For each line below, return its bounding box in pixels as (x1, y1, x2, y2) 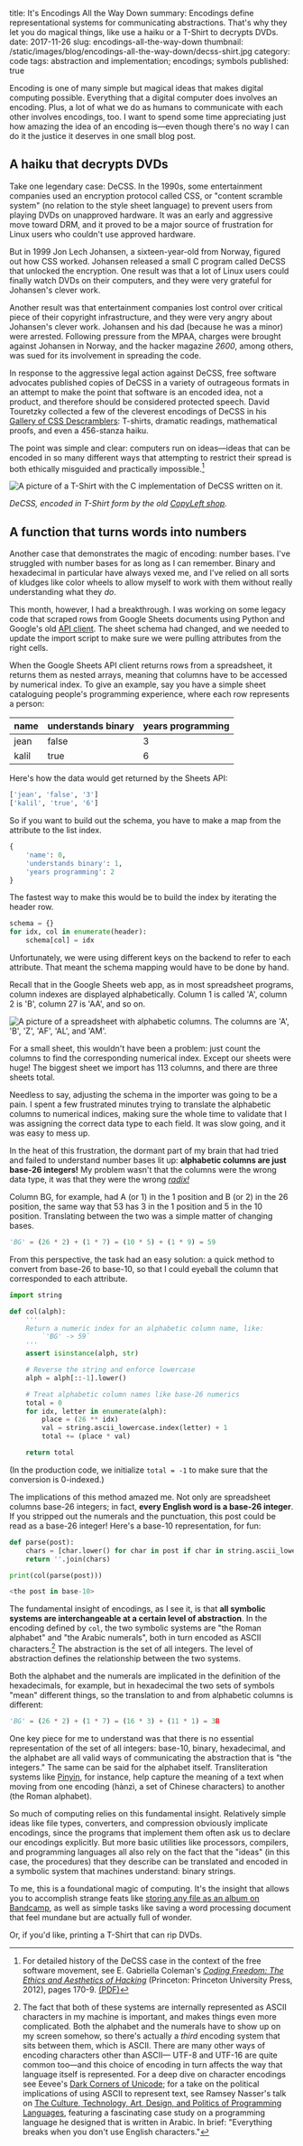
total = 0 (25, 1398, 63, 1407)
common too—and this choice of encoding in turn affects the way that (22, 2058, 283, 2070)
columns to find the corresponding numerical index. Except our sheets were (9, 1053, 291, 1064)
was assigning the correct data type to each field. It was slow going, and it (9, 1119, 286, 1129)
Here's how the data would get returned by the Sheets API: (9, 773, 228, 784)
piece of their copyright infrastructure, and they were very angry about (9, 311, 273, 322)
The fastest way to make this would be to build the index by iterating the (9, 892, 278, 903)
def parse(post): (9, 1538, 75, 1547)
